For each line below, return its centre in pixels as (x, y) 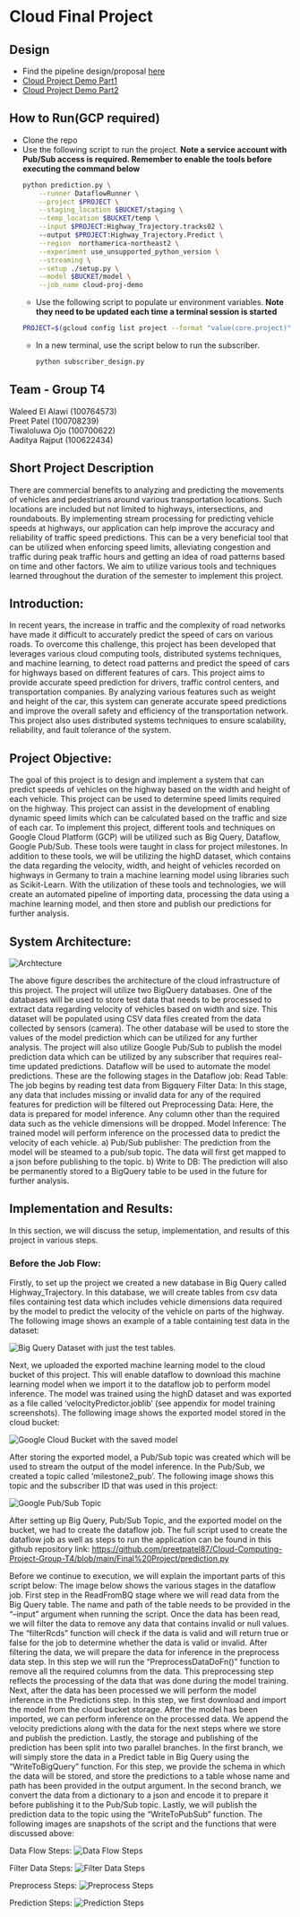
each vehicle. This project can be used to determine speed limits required (145, 799)
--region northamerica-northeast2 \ (109, 243)
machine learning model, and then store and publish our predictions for (141, 904)
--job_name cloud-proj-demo (91, 285)
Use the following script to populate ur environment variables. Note (160, 302)
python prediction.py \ (67, 185)
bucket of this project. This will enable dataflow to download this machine (145, 1375)
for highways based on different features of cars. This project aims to (137, 673)
